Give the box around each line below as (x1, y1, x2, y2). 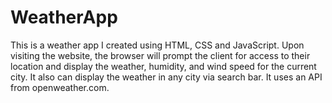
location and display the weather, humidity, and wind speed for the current (10, 60, 317, 72)
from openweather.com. (10, 81, 110, 93)
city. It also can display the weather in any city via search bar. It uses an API (10, 71, 323, 83)
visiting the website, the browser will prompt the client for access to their (10, 49, 311, 61)
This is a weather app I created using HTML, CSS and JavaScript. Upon (10, 39, 305, 51)
